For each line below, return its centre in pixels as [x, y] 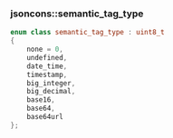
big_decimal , [51, 92]
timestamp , [47, 74]
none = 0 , [45, 49]
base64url [45, 117]
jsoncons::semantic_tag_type [77, 14]
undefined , [47, 57]
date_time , [47, 66]
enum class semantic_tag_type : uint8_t [88, 33]
